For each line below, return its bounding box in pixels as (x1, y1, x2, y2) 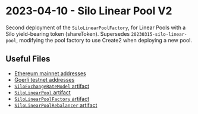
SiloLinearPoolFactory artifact (14, 95, 90, 102)
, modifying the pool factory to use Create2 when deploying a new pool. (16, 36, 193, 44)
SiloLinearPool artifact (14, 88, 71, 96)
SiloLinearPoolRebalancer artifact (14, 101, 98, 109)
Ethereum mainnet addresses (14, 70, 87, 77)
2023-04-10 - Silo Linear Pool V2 (5, 4, 172, 18)
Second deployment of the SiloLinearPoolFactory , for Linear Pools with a (5, 24, 186, 31)
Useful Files (5, 54, 51, 64)
